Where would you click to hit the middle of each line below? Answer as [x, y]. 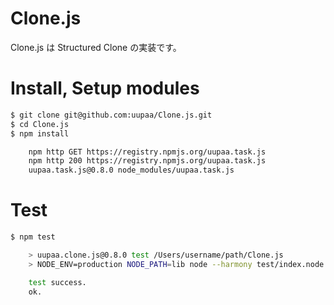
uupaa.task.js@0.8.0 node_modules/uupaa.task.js [131, 170]
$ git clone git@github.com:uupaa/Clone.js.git [111, 115]
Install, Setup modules [105, 88]
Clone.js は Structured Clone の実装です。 [96, 47]
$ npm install [40, 133]
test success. [57, 282]
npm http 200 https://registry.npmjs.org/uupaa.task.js [147, 161]
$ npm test [33, 237]
